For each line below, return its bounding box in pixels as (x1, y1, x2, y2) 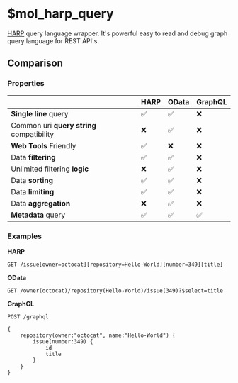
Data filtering (11, 152, 56, 162)
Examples (7, 231, 42, 241)
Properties (7, 79, 45, 89)
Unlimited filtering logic (11, 164, 89, 174)
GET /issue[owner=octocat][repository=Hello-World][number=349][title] (7, 261, 223, 268)
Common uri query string (11, 120, 97, 130)
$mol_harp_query (7, 6, 115, 22)
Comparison (7, 57, 64, 70)
